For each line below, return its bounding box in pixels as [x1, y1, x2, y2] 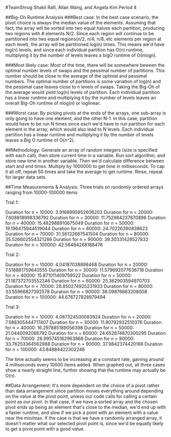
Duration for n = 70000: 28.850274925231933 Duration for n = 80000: [5, 283, 154, 289]
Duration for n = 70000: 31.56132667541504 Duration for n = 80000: [5, 231, 150, 237]
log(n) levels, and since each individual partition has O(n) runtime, [5, 47, 144, 53]
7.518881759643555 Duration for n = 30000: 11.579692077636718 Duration [5, 267, 163, 273]
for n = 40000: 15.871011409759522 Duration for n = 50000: [5, 273, 132, 278]
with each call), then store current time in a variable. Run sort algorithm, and [5, 153, 165, 158]
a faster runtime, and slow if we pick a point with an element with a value [5, 409, 158, 416]
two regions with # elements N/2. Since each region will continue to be [5, 31, 154, 36]
